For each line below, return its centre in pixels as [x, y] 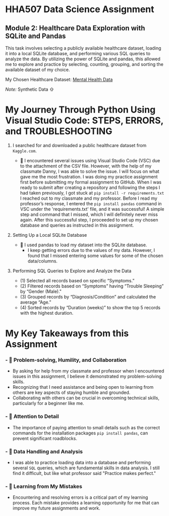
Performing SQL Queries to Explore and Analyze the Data [72, 271]
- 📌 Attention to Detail [32, 417]
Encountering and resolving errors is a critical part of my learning [80, 497]
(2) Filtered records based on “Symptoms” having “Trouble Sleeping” [92, 286]
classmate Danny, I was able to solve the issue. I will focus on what [90, 171]
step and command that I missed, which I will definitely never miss [89, 214]
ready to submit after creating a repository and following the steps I [90, 187]
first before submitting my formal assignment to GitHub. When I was [91, 182]
